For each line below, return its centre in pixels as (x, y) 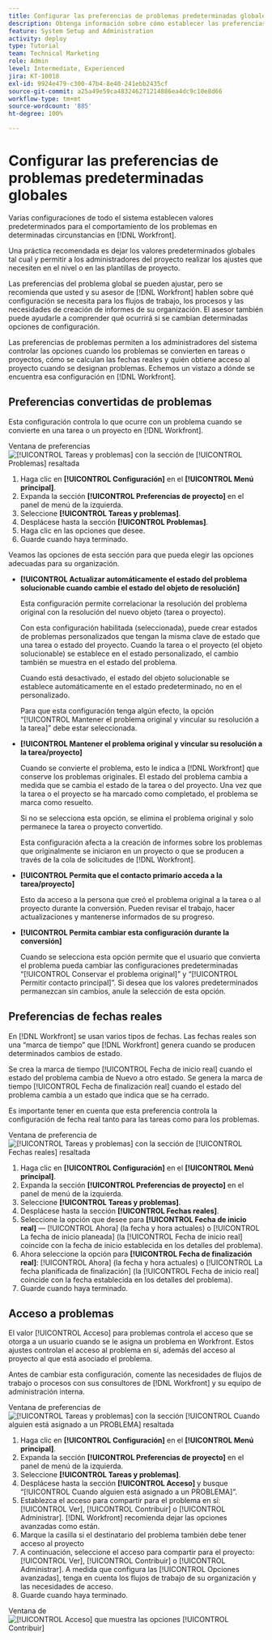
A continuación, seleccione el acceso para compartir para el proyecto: (137, 1553)
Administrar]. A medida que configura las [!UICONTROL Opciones (130, 1570)
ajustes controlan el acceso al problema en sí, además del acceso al (122, 1350)
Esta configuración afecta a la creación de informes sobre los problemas (141, 842)
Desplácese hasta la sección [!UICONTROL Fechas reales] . (119, 1211)
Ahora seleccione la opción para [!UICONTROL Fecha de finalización (136, 1254)
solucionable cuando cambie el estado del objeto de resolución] (130, 587)
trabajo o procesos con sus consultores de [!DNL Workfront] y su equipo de (135, 1383)
